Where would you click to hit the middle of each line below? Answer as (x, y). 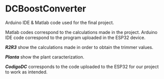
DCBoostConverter (46, 9)
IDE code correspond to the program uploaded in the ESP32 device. (75, 37)
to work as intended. (26, 72)
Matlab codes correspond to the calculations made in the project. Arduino (81, 32)
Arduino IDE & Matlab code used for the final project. (60, 22)
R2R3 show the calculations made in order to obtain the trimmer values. (79, 47)
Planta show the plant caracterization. (45, 57)
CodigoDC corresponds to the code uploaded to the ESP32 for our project (82, 66)
